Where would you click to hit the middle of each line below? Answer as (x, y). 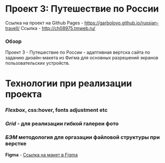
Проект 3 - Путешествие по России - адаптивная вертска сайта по (78, 52)
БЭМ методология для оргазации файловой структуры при (83, 137)
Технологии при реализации (69, 84)
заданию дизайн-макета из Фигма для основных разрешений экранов (82, 58)
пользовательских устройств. (37, 63)
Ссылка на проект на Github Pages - (44, 23)
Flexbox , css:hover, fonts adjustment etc (56, 110)
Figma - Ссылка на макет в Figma (42, 154)
